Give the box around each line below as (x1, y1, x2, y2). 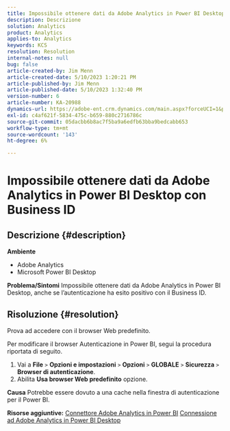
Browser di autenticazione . (16, 367, 96, 375)
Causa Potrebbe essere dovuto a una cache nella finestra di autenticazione (7, 388, 220, 396)
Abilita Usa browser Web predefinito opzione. (16, 375, 149, 383)
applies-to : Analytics (7, 36, 72, 42)
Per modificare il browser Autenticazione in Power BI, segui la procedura (7, 340, 212, 348)
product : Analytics (7, 29, 63, 36)
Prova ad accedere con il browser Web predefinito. (7, 326, 151, 334)
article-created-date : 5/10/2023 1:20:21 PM (7, 73, 136, 81)
